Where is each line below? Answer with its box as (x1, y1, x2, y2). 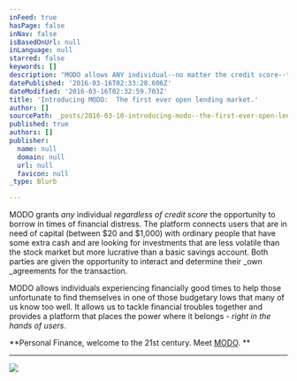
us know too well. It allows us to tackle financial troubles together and (9, 301, 263, 312)
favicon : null (17, 169, 69, 178)
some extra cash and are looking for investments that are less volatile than (9, 238, 280, 248)
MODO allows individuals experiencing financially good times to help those (9, 283, 282, 293)
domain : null (17, 152, 65, 162)
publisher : (9, 136, 49, 145)
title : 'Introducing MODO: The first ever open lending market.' (9, 95, 259, 104)
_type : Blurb (9, 178, 57, 187)
